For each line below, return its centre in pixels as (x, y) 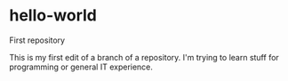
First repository (37, 40)
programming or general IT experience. (81, 67)
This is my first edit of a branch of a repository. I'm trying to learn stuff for (144, 57)
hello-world (53, 16)
